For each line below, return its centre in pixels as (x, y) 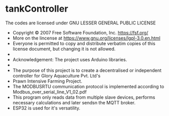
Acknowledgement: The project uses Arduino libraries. (70, 59)
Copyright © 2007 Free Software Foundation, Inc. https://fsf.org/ (80, 32)
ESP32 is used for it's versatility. (46, 108)
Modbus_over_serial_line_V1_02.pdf (50, 92)
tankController (37, 9)
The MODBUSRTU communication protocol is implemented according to (88, 86)
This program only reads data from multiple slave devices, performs (84, 97)
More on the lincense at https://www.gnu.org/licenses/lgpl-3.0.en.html (86, 38)
